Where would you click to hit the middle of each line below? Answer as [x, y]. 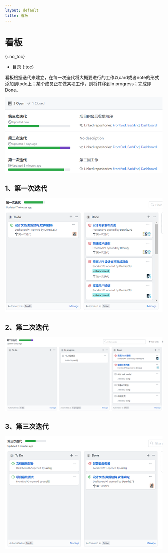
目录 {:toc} [23, 67]
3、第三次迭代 [27, 427]
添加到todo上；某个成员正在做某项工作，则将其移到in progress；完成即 [78, 84]
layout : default [22, 10]
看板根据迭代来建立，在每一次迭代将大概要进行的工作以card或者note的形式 [82, 78]
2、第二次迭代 [27, 328]
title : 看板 [17, 16]
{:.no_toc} [15, 57]
